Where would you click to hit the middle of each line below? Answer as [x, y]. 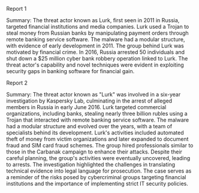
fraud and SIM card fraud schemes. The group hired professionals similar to [100, 145]
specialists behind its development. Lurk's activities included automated [95, 132]
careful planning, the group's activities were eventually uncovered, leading [98, 158]
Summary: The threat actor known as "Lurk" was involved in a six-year [94, 94]
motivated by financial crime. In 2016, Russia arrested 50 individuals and [95, 52]
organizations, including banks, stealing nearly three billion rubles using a [97, 114]
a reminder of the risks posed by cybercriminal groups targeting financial [96, 177]
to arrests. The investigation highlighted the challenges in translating [91, 165]
